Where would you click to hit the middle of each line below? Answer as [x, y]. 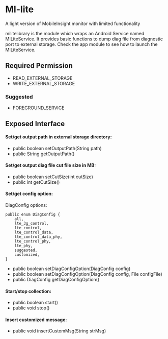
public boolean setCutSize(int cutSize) [53, 177]
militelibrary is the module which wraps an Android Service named [75, 33]
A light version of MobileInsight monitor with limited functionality [73, 23]
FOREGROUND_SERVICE [38, 108]
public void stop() [31, 308]
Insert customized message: [36, 320]
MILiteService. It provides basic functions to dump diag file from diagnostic [84, 39]
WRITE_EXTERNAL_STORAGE [44, 83]
